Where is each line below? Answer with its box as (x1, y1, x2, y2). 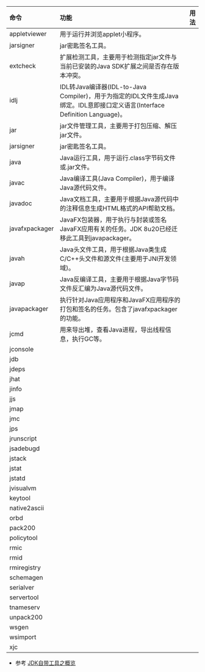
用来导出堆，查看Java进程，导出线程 (60, 326, 165, 334)
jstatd (9, 474, 26, 482)
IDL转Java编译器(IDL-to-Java (60, 82, 147, 91)
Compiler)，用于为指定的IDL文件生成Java (60, 92, 179, 100)
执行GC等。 (72, 335, 106, 343)
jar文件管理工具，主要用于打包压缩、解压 (60, 122, 178, 130)
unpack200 (9, 613, 43, 621)
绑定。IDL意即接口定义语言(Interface (60, 101, 165, 109)
